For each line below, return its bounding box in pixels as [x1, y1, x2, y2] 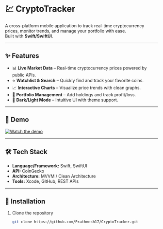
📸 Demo [5, 116, 29, 124]
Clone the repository [12, 210, 53, 216]
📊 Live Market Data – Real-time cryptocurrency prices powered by [12, 65, 147, 70]
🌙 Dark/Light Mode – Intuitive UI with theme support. [12, 97, 118, 103]
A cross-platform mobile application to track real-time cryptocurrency [5, 22, 145, 29]
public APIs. [12, 72, 36, 78]
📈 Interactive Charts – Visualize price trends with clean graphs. [12, 85, 141, 90]
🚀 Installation [5, 197, 46, 205]
